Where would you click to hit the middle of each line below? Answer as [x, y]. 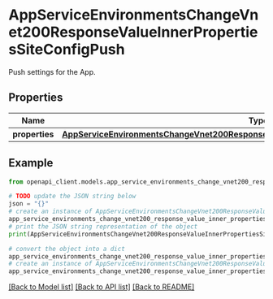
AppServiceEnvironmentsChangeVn [134, 15]
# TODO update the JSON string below [72, 197]
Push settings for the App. [52, 71]
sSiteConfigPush [67, 50]
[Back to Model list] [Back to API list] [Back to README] [102, 287]
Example [31, 163]
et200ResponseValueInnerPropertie [133, 32]
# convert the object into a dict [67, 249]
